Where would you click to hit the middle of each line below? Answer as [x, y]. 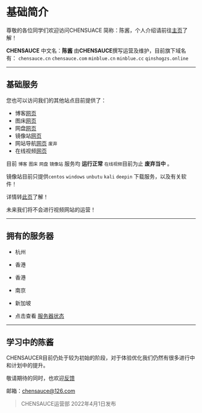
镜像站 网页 [28, 136]
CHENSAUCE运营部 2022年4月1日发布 [68, 404]
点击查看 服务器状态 [39, 316]
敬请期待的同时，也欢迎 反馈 [41, 378]
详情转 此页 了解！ [27, 197]
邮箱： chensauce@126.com [41, 391]
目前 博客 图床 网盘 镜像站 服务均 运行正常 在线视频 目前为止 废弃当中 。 [90, 163]
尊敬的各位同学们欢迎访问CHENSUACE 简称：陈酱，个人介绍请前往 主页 [94, 30]
